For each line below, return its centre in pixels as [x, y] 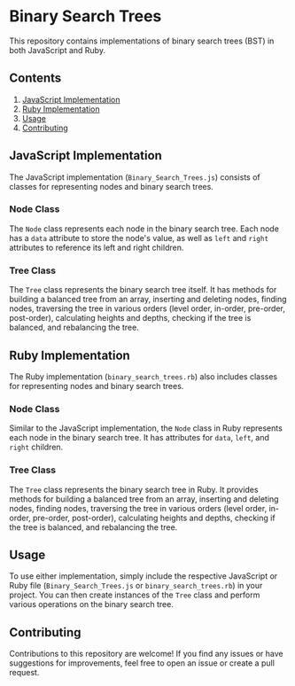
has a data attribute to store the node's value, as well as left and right [139, 238]
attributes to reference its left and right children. [97, 247]
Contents [35, 78]
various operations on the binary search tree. [92, 604]
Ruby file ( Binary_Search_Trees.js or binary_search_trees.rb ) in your [136, 586]
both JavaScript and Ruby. [58, 50]
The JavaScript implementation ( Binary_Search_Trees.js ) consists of [135, 177]
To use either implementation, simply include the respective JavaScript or [144, 576]
